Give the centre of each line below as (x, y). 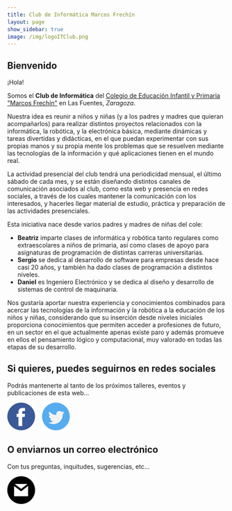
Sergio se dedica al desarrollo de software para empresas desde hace (118, 260)
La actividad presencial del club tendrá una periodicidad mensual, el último (114, 174)
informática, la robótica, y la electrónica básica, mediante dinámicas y (107, 131)
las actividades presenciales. (49, 211)
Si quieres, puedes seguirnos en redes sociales (112, 369)
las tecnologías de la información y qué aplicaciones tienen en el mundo (110, 153)
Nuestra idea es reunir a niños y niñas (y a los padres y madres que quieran (115, 116)
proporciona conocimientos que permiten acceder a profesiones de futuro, (114, 325)
